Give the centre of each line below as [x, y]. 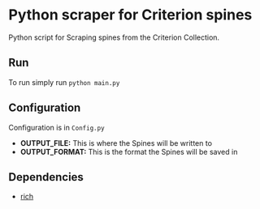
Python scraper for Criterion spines [130, 15]
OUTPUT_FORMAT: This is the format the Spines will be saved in [129, 151]
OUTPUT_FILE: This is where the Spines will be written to [116, 143]
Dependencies [46, 177]
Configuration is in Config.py [56, 127]
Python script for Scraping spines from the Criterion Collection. [114, 37]
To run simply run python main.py [64, 82]
